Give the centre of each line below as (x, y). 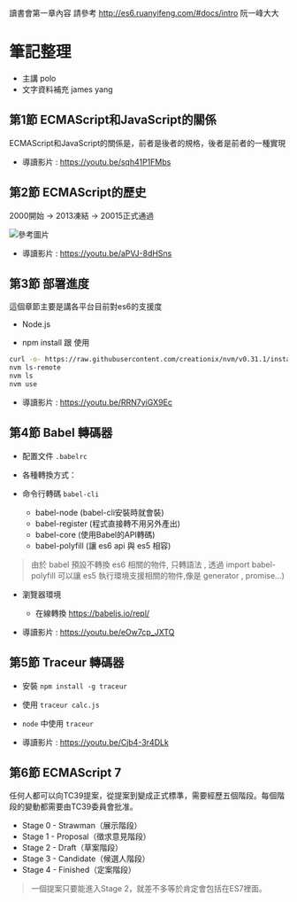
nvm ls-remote (35, 368)
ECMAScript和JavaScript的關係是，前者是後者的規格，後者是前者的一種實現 (148, 143)
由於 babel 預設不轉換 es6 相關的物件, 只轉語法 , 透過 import (140, 564)
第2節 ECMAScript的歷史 (78, 193)
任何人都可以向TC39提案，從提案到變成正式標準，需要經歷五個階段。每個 (143, 796)
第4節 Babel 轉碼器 (61, 433)
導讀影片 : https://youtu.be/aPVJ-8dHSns (97, 253)
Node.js (36, 324)
